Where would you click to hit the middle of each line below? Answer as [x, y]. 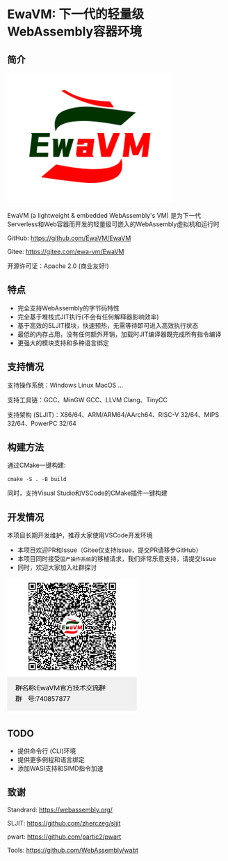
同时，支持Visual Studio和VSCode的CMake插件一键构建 [88, 493]
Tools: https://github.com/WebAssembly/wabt [73, 850]
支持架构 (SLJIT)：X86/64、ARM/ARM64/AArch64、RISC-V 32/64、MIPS [113, 414]
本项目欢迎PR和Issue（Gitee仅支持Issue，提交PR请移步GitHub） [109, 550]
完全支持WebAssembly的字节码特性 [68, 308]
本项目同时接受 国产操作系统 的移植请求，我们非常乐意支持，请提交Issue [117, 559]
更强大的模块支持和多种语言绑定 [63, 342]
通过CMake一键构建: [36, 465]
